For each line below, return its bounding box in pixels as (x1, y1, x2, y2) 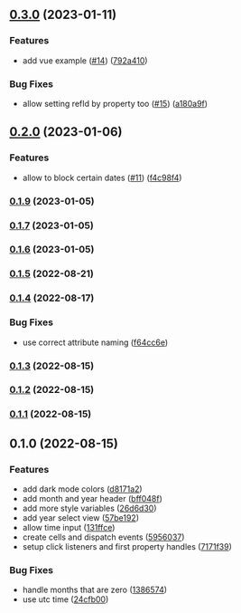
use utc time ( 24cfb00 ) (22, 594, 109, 605)
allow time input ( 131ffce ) (22, 522, 116, 533)
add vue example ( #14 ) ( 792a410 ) (22, 54, 148, 66)
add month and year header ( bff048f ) (22, 493, 162, 504)
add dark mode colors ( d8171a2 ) (22, 484, 143, 494)
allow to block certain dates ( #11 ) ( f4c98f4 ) (22, 172, 182, 183)
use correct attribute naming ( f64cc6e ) (22, 337, 169, 348)
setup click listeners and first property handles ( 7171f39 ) (22, 541, 233, 552)
